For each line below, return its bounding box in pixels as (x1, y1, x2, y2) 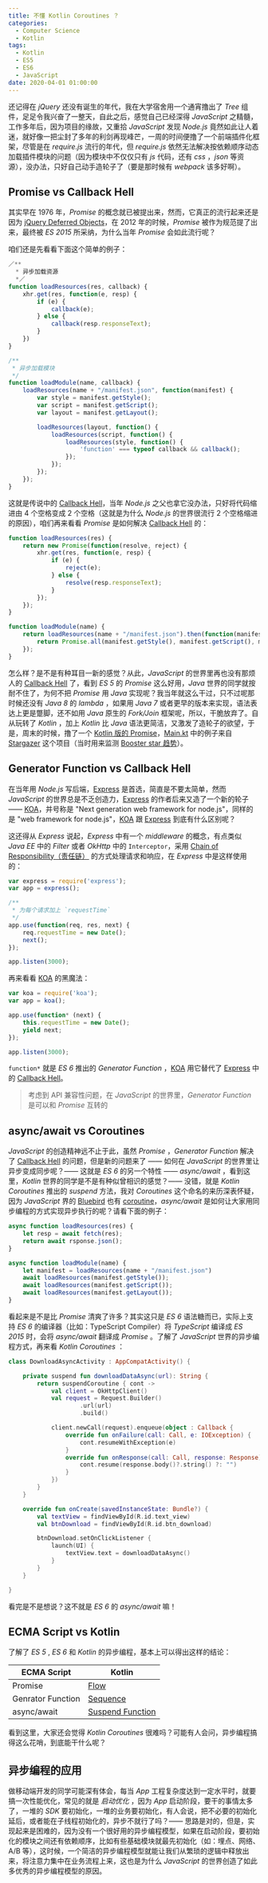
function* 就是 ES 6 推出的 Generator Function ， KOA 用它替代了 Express (8, 1063, 251, 1073)
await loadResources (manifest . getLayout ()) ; (22, 1289, 173, 1297)
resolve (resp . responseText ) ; (65, 578, 162, 586)
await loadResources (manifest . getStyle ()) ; (22, 1273, 170, 1282)
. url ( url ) (79, 1401, 112, 1410)
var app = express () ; (8, 885, 81, 893)
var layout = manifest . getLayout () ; (37, 409, 159, 417)
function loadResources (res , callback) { (8, 282, 148, 290)
